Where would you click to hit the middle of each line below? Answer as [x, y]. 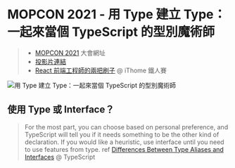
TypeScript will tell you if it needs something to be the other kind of [122, 134]
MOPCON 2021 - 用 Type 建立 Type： [117, 14]
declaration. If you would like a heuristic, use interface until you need [124, 142]
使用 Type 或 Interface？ [61, 110]
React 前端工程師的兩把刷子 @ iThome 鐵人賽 [101, 70]
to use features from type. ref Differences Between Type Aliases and [124, 149]
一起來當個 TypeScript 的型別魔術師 [111, 32]
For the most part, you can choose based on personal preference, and [126, 127]
